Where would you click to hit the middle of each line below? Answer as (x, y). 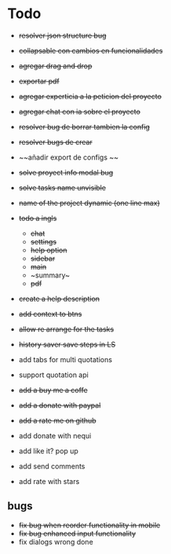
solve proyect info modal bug (66, 172)
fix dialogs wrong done (56, 541)
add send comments (52, 466)
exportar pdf (39, 81)
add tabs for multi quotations (65, 359)
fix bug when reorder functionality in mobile (89, 525)
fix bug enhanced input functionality (77, 533)
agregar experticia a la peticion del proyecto (90, 96)
